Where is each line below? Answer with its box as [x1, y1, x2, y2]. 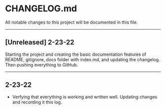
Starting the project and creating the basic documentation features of [5, 51, 147, 57]
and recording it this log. [12, 99, 62, 105]
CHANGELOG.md [5, 3, 78, 14]
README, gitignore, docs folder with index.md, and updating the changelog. [5, 56, 160, 62]
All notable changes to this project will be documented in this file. [5, 19, 138, 25]
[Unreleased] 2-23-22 [5, 38, 75, 47]
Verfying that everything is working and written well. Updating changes [12, 94, 157, 100]
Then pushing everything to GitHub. [5, 62, 78, 68]
